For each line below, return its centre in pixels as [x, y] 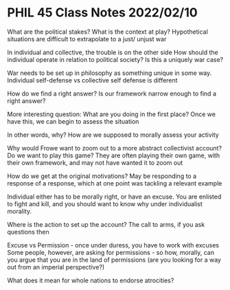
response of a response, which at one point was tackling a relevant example [115, 183]
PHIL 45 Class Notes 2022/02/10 [102, 13]
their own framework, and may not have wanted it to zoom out [95, 162]
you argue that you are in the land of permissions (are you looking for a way [114, 260]
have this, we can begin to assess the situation [73, 121]
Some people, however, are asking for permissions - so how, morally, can [111, 252]
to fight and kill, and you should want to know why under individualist [105, 203]
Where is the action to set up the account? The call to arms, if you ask [106, 224]
